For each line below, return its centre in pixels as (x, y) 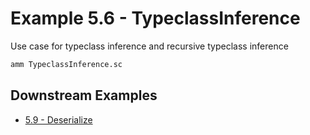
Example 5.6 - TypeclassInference (155, 18)
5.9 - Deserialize (58, 119)
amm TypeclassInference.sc (66, 64)
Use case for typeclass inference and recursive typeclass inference (149, 46)
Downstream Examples (84, 95)
